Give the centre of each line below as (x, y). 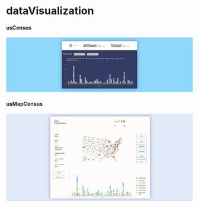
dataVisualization (50, 11)
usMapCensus (25, 103)
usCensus (19, 27)
